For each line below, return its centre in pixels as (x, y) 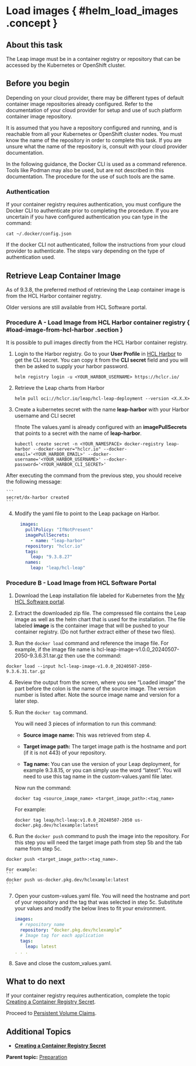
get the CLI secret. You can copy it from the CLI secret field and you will (101, 360)
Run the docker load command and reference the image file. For (92, 643)
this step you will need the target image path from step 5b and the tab (98, 843)
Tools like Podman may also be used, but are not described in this (85, 170)
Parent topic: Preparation (37, 1057)
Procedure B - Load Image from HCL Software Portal (81, 583)
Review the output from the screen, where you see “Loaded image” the (100, 682)
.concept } (32, 23)
